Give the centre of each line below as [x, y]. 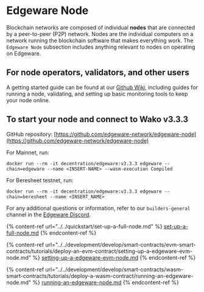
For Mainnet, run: [28, 152]
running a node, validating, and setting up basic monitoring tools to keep [97, 94]
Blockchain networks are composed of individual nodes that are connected [101, 27]
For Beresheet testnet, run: [40, 180]
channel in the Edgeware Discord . [49, 215]
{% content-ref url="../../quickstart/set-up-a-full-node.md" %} [84, 226]
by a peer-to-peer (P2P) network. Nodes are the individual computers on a [100, 34]
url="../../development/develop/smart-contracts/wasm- [114, 269]
